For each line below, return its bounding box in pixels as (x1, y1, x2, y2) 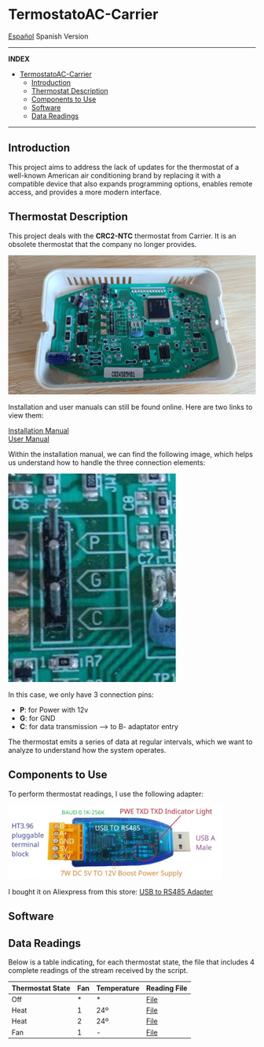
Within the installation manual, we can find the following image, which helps (8, 450, 254, 459)
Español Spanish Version (8, 31, 89, 41)
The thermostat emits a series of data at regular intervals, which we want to (8, 737, 253, 747)
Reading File (145, 983, 188, 993)
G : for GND (19, 713, 56, 723)
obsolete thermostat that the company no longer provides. (8, 239, 197, 249)
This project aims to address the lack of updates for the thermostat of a (8, 162, 240, 171)
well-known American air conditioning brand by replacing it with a (8, 171, 222, 180)
